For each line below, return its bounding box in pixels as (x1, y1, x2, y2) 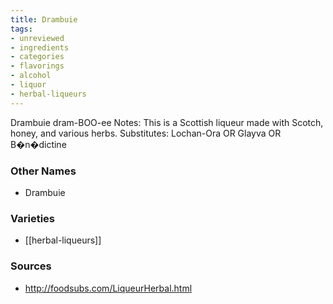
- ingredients (10, 42, 70, 53)
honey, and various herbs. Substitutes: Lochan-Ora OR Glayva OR (10, 127, 282, 139)
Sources (10, 259, 52, 273)
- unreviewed (10, 33, 65, 43)
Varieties (10, 211, 55, 225)
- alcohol (10, 71, 52, 81)
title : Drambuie (10, 14, 78, 25)
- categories (10, 52, 65, 62)
